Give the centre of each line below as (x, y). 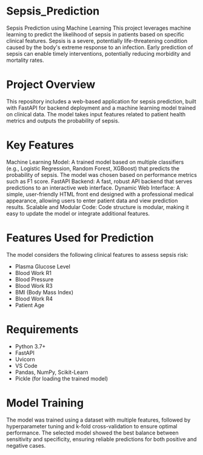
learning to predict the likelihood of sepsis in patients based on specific (95, 34)
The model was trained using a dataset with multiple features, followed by (98, 420)
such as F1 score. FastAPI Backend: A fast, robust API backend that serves (99, 181)
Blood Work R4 (34, 299)
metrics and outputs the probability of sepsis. (63, 121)
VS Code (26, 365)
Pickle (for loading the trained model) (62, 378)
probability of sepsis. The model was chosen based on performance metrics (101, 174)
